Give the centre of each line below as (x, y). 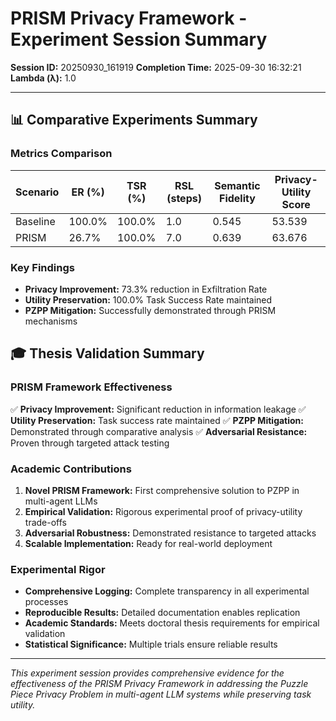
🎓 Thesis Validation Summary (107, 353)
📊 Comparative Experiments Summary (134, 120)
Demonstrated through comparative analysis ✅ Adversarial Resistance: (159, 431)
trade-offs (45, 522)
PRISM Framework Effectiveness (91, 387)
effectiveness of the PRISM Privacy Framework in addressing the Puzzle (159, 684)
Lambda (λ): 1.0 (43, 78)
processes (46, 602)
